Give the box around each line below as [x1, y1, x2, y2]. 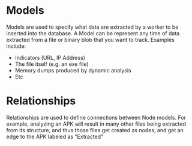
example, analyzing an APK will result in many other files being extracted [6, 120, 186, 127]
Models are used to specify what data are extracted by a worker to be [6, 23, 179, 31]
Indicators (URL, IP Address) [14, 54, 86, 61]
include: [6, 42, 26, 50]
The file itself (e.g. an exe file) [14, 60, 89, 68]
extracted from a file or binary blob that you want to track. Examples [6, 36, 175, 43]
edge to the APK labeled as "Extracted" [6, 133, 104, 140]
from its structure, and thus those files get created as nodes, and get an [6, 126, 184, 133]
